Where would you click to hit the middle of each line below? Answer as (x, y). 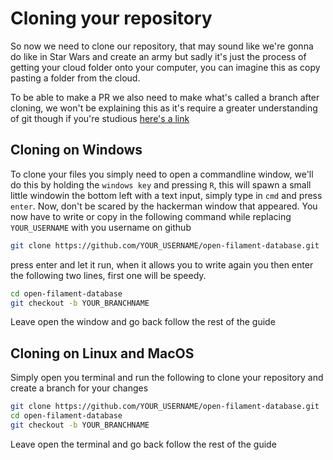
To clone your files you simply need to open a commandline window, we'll (162, 174)
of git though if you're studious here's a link (100, 118)
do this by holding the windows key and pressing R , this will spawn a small (161, 184)
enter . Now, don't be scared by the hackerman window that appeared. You (164, 206)
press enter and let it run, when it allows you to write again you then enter (162, 264)
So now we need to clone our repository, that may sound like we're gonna (162, 46)
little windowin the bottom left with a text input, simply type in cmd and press (166, 195)
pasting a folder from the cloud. (75, 78)
